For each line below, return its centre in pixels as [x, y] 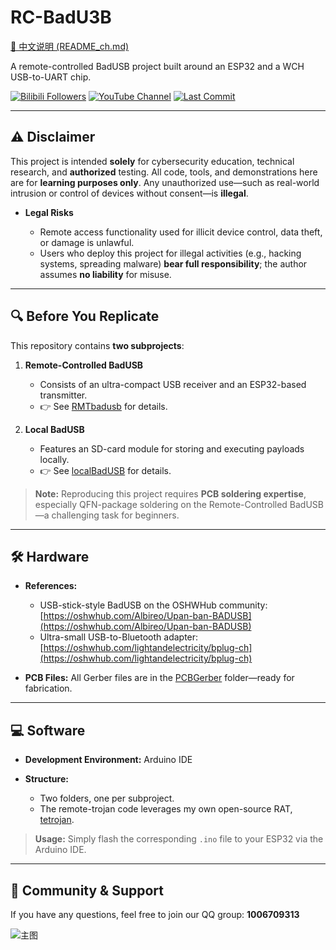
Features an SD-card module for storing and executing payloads [172, 448]
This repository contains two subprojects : [97, 345]
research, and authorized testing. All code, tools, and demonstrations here [164, 172]
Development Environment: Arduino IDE [108, 760]
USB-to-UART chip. [51, 77]
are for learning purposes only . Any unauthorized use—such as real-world [165, 182]
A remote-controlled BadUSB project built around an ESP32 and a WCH [157, 66]
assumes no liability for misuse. [105, 274]
